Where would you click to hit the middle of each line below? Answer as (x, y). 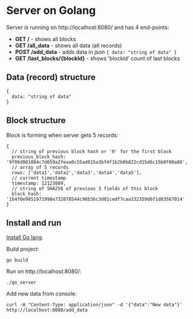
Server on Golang (51, 11)
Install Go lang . (25, 237)
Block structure (36, 121)
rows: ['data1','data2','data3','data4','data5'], (77, 173)
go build (17, 260)
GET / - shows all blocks (45, 39)
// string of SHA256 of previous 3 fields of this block (85, 188)
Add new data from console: (42, 294)
